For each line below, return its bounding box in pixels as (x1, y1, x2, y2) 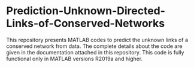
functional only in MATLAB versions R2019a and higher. (6, 55, 143, 62)
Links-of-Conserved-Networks (6, 17, 165, 30)
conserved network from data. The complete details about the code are (6, 43, 183, 50)
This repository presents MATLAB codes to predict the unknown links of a (6, 36, 189, 43)
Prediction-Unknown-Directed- (6, 4, 166, 18)
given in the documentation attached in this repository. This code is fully (6, 48, 184, 56)
